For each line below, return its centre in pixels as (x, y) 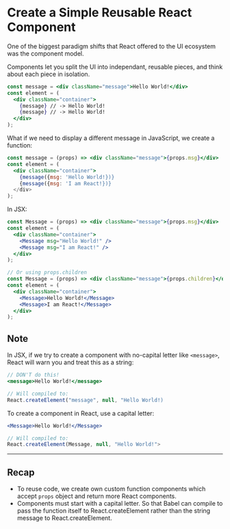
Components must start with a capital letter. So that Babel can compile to (120, 504)
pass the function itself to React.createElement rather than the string (114, 511)
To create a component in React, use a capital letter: (81, 413)
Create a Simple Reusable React (100, 13)
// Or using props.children (47, 272)
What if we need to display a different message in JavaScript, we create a (111, 138)
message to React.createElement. (64, 518)
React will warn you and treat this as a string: (71, 362)
